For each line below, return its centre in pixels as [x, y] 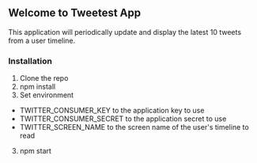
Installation [30, 61]
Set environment [46, 95]
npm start [35, 151]
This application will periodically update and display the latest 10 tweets [125, 32]
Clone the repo [44, 78]
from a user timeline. [42, 40]
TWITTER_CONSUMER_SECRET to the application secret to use [123, 119]
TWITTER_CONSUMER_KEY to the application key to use [112, 111]
